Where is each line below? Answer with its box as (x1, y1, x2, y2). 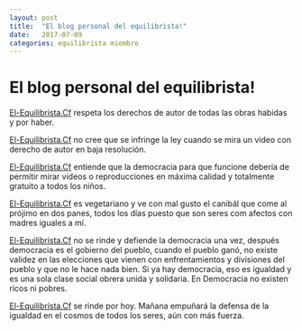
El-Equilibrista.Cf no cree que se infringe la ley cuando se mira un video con (9, 135, 291, 146)
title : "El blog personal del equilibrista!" (9, 22, 188, 31)
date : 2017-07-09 (9, 30, 83, 39)
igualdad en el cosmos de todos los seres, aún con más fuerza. (9, 310, 245, 321)
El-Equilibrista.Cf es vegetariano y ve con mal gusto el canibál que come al (9, 198, 288, 209)
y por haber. (9, 117, 55, 127)
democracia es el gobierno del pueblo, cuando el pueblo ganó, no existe (9, 245, 278, 256)
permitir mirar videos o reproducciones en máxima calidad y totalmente (9, 171, 275, 182)
